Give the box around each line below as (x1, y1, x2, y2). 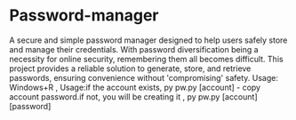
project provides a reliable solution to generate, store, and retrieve (9, 63, 252, 74)
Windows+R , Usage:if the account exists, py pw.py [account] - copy (9, 82, 260, 92)
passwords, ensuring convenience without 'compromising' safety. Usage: (9, 72, 278, 83)
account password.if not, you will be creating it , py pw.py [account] (9, 91, 258, 102)
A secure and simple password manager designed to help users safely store (9, 35, 288, 45)
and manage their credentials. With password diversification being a (9, 44, 260, 54)
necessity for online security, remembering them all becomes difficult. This (9, 53, 284, 64)
